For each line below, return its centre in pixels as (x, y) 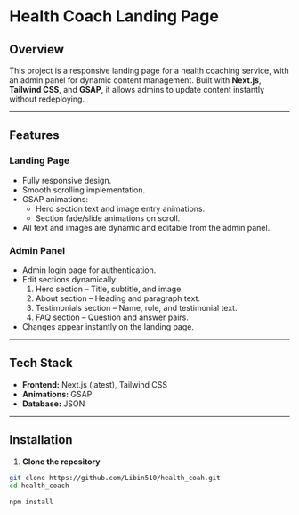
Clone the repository (61, 462)
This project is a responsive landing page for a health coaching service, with (149, 70)
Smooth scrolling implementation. (84, 190)
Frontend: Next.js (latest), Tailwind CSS (95, 384)
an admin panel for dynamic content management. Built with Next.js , (135, 80)
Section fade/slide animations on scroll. (108, 218)
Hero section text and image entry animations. (120, 208)
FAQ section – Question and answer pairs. (112, 317)
